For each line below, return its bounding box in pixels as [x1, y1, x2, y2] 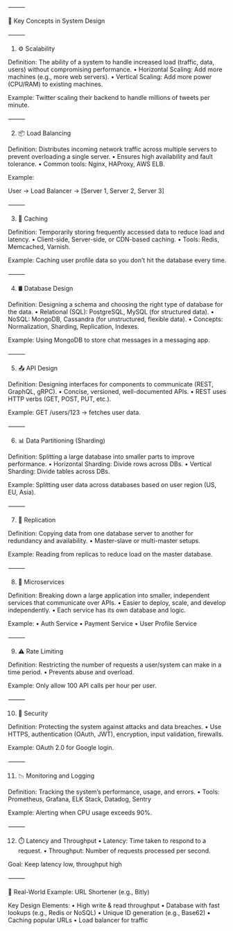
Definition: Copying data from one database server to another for [8, 529, 193, 537]
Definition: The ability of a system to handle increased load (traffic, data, [8, 58, 214, 66]
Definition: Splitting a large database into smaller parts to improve [8, 452, 195, 461]
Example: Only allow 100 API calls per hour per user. [8, 681, 157, 690]
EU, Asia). [8, 488, 36, 496]
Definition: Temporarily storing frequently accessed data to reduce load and [8, 228, 225, 236]
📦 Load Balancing [17, 129, 71, 137]
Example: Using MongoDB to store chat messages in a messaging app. [8, 336, 210, 344]
